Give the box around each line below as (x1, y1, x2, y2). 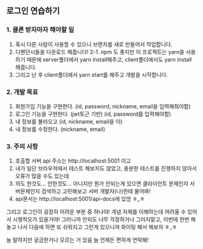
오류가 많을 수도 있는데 (15, 172, 69, 180)
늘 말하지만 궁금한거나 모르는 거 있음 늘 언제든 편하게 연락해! (6, 236, 149, 244)
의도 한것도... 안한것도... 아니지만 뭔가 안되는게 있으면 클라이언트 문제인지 (15, 180, 188, 188)
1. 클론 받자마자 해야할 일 (6, 26, 75, 34)
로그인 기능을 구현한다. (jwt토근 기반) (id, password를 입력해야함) (15, 110, 171, 117)
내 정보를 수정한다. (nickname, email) (15, 125, 105, 133)
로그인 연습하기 (6, 5, 60, 16)
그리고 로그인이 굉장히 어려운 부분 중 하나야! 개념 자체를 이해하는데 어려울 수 (6, 208, 187, 216)
